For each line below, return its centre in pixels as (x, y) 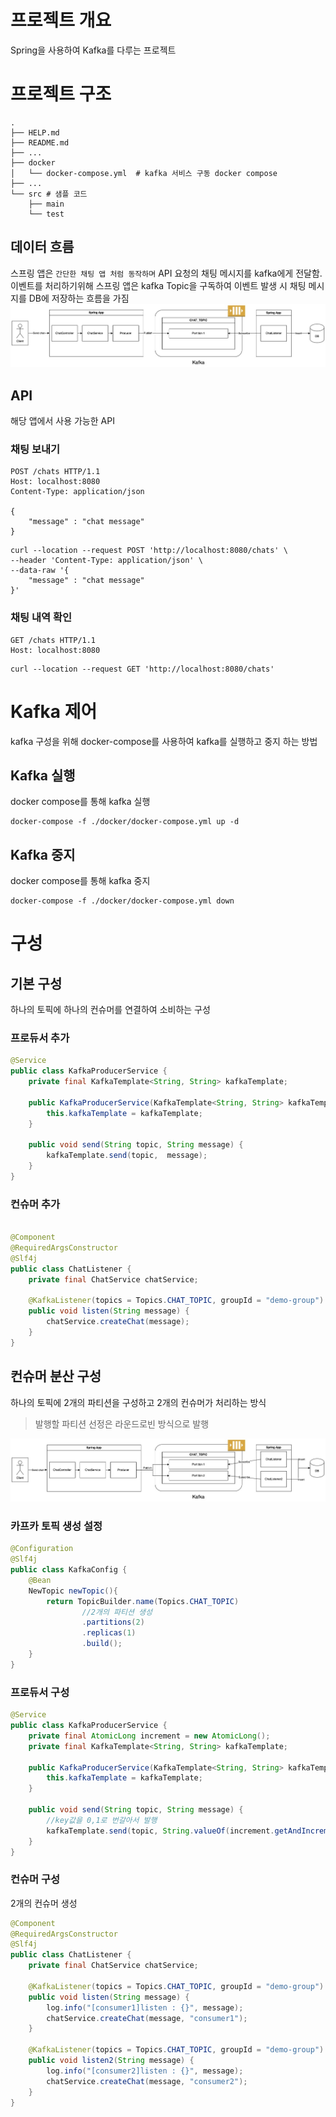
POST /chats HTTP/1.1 (55, 472)
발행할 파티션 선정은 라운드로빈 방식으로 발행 (122, 1423)
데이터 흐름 (42, 247)
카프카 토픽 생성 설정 (56, 1526)
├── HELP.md (35, 132)
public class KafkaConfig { (69, 1570)
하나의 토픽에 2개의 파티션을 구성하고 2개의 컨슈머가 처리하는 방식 (138, 1402)
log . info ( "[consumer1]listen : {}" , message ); (145, 2007)
